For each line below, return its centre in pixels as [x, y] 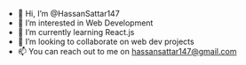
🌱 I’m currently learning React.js [76, 32]
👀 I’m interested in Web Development [85, 23]
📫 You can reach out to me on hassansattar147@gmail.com [127, 51]
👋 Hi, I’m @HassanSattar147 [68, 14]
